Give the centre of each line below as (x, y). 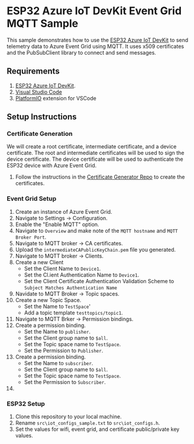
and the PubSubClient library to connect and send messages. (81, 52)
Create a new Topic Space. (48, 300)
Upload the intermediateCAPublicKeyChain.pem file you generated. (96, 249)
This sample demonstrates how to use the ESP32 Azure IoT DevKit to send (98, 40)
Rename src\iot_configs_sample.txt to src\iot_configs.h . (88, 423)
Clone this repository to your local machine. (68, 417)
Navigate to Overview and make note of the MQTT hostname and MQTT (96, 230)
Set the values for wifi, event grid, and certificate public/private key (97, 429)
